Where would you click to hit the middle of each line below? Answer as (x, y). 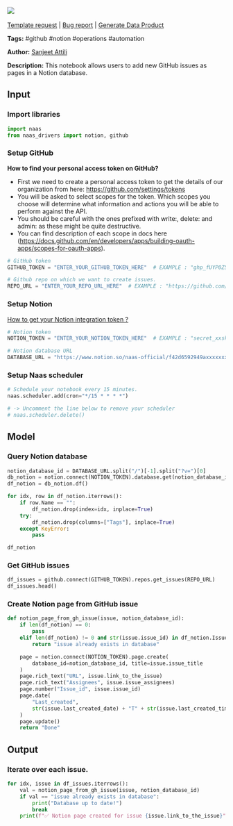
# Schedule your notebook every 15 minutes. (72, 390)
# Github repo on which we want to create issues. (82, 280)
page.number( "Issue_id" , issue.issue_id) (80, 689)
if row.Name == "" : (48, 503)
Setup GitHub (31, 153)
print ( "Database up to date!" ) (77, 803)
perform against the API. (52, 211)
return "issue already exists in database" (96, 644)
